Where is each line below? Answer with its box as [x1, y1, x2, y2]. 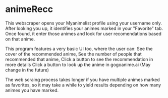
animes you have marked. [5, 87, 59, 93]
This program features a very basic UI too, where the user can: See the [5, 45, 153, 51]
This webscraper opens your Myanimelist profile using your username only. [5, 20, 162, 26]
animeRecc [5, 3, 53, 15]
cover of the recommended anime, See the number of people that [5, 51, 142, 57]
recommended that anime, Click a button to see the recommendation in [5, 56, 153, 62]
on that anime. [5, 36, 35, 42]
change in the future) [5, 66, 49, 73]
